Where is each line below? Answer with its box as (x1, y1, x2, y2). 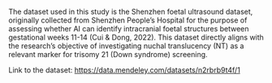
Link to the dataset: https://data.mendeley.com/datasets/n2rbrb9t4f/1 (8, 65, 241, 75)
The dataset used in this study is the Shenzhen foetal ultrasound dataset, (8, 7, 253, 16)
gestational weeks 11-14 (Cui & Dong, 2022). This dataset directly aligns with (8, 32, 264, 42)
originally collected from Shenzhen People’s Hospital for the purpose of (8, 15, 248, 25)
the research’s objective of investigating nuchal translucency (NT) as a (8, 41, 244, 51)
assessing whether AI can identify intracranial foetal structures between (8, 24, 249, 33)
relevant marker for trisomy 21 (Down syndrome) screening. (8, 50, 209, 59)
